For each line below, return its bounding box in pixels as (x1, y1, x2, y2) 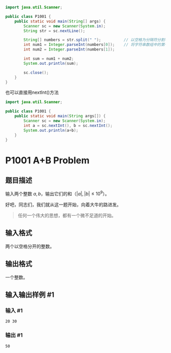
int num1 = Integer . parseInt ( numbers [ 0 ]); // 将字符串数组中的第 (23, 42, 165, 47)
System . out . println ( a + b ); (23, 128, 79, 133)
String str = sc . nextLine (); (23, 28, 85, 33)
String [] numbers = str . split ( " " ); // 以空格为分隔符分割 (23, 37, 165, 43)
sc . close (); (23, 70, 49, 75)
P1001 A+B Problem (5, 155, 90, 166)
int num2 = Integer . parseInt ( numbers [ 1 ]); (23, 47, 115, 52)
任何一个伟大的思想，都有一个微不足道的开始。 (17, 212, 116, 219)
